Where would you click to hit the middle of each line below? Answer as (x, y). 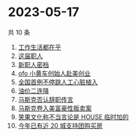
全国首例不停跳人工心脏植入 (58, 82)
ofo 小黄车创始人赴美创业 (54, 73)
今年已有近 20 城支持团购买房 (60, 126)
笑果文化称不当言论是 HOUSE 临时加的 (73, 116)
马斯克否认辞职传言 (46, 99)
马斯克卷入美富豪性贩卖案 (55, 108)
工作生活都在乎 (39, 47)
